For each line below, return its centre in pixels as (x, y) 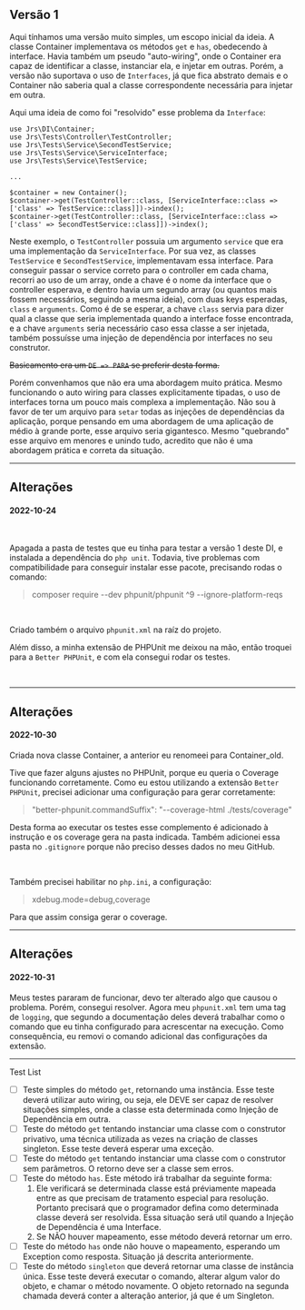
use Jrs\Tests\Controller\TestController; (91, 137)
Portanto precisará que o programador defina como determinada (157, 1207)
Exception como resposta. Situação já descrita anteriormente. (138, 1256)
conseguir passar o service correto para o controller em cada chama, (139, 270)
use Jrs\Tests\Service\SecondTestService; (91, 144)
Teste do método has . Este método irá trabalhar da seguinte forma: (147, 1178)
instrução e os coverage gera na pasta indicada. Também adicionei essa (145, 837)
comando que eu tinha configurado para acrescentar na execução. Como (147, 1027)
